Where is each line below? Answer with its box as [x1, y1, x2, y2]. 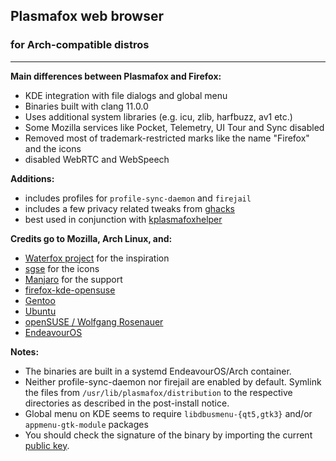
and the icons [24, 142, 82, 154]
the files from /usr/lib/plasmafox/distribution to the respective [24, 386, 293, 398]
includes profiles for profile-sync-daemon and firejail [24, 192, 252, 204]
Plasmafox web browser [10, 8, 164, 25]
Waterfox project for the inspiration [24, 252, 170, 264]
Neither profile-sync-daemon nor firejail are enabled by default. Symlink [24, 375, 322, 388]
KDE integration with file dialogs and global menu [24, 89, 228, 101]
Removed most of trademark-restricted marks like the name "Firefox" [24, 132, 310, 144]
